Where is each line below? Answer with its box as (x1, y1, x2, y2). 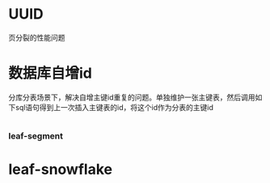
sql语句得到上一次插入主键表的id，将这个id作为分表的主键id (15, 102, 214, 112)
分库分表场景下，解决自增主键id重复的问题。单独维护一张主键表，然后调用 (8, 92, 255, 102)
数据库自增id (8, 64, 93, 83)
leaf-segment (8, 130, 63, 142)
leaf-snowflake (8, 160, 113, 178)
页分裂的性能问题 (8, 32, 65, 42)
